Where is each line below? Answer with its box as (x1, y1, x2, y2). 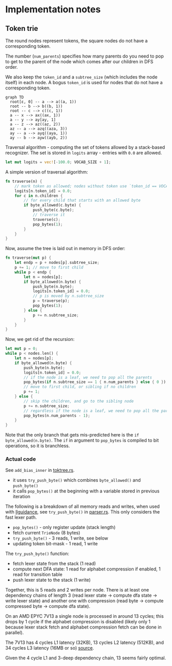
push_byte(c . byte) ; (32, 207, 74, 213)
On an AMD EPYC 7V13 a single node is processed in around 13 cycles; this (5, 613, 164, 619)
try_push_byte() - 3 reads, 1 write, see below (12, 535, 109, 541)
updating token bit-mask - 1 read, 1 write (12, 541, 98, 547)
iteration (12, 493, 31, 500)
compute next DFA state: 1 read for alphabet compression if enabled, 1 (12, 566, 161, 572)
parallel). (5, 630, 24, 636)
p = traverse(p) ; (32, 298, 70, 303)
